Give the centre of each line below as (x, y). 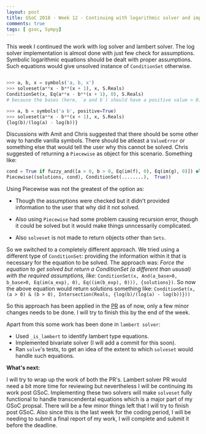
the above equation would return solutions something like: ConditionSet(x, (101, 289)
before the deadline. (32, 425)
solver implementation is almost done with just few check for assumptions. (101, 53)
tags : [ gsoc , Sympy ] (34, 29)
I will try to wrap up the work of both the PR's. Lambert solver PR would (97, 380)
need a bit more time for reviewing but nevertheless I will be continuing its (100, 386)
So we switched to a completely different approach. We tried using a (93, 250)
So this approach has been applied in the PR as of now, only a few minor (97, 306)
